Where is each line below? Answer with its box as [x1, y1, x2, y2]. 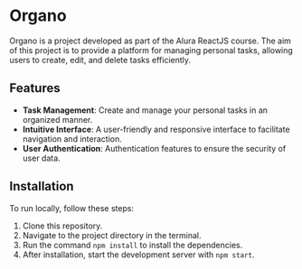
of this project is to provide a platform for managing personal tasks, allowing [9, 44, 294, 55]
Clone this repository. [22, 220, 103, 231]
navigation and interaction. [22, 133, 122, 144]
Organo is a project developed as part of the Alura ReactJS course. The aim [9, 35, 292, 46]
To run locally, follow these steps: [9, 202, 134, 213]
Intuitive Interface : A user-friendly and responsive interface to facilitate [22, 124, 291, 134]
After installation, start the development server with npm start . [22, 249, 255, 260]
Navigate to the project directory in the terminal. [22, 229, 202, 240]
